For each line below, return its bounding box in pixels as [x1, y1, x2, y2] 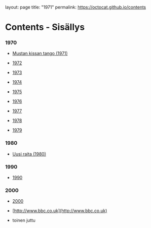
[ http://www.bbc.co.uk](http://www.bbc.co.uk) [12, 208, 108, 214]
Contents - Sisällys [5, 22, 85, 33]
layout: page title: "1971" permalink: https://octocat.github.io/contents [5, 4, 147, 10]
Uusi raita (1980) [12, 151, 46, 157]
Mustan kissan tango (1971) [12, 51, 68, 57]
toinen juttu [12, 218, 36, 224]
